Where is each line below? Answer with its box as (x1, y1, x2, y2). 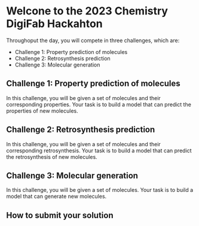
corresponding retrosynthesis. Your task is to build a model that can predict (6, 147, 192, 154)
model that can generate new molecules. (6, 193, 107, 200)
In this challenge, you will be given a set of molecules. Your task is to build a (6, 186, 194, 194)
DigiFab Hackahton (6, 17, 103, 31)
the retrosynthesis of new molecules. (6, 153, 97, 160)
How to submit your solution (6, 210, 114, 220)
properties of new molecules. (6, 107, 79, 114)
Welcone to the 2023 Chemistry (6, 4, 169, 18)
